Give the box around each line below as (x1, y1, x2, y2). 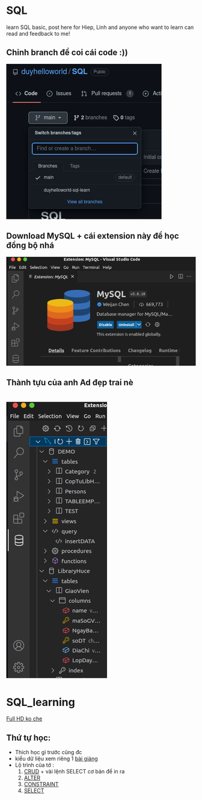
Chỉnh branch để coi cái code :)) (6, 48, 128, 58)
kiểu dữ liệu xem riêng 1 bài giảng (14, 755, 98, 763)
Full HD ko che (6, 715, 43, 722)
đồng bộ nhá (6, 241, 54, 251)
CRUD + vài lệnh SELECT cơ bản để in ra (23, 768, 125, 775)
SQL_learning (6, 695, 75, 709)
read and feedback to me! (6, 30, 70, 37)
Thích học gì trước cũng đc (14, 749, 82, 756)
